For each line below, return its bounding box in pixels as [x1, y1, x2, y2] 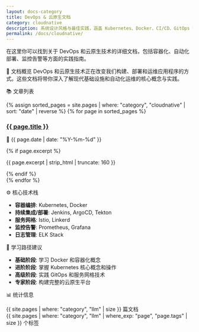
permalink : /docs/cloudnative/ [6, 31, 84, 37]
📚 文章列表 [6, 88, 34, 95]
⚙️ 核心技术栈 [6, 189, 38, 196]
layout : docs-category [6, 8, 62, 15]
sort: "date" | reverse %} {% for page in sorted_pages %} [6, 108, 146, 115]
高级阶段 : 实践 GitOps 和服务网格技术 [14, 271, 105, 279]
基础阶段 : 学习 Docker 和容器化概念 [14, 256, 101, 264]
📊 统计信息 [6, 291, 34, 298]
